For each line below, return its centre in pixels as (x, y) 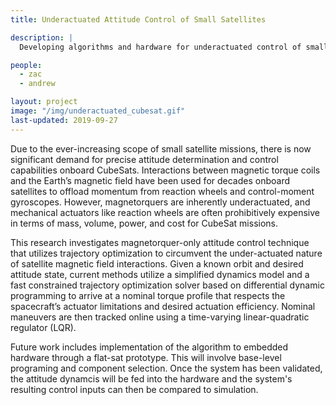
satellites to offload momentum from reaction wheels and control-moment (162, 191)
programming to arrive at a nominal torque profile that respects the (148, 295)
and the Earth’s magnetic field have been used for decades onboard (150, 180)
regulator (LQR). (43, 327)
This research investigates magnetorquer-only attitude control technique (160, 242)
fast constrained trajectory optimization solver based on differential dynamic (167, 285)
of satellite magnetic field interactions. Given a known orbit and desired (157, 263)
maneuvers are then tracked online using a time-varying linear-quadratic (160, 317)
